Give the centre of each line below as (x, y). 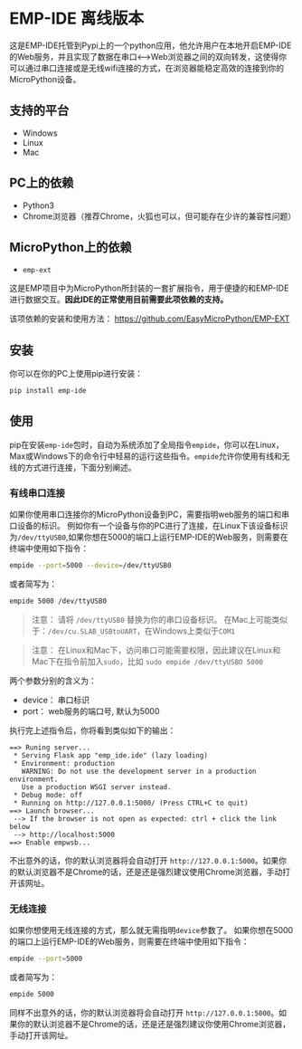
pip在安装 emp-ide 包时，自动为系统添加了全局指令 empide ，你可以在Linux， (147, 444)
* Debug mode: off (48, 795)
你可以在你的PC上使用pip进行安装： (76, 374)
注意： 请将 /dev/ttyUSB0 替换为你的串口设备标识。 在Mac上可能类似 (159, 619)
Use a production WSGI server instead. (96, 787)
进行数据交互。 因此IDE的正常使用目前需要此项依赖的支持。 (119, 300)
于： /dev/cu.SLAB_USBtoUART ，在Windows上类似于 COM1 (133, 631)
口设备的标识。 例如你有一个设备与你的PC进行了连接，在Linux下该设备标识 (149, 526)
